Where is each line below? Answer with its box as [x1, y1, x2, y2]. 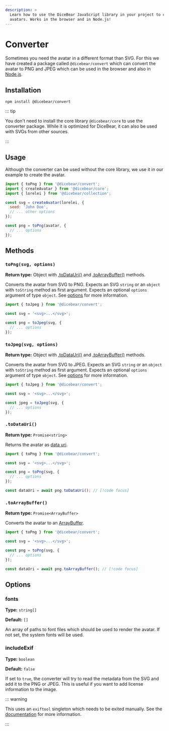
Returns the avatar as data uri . [5, 441, 68, 447]
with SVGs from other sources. [5, 129, 69, 135]
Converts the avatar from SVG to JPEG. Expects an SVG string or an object [5, 362, 162, 368]
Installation [5, 86, 41, 94]
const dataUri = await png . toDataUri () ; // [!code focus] [5, 488, 129, 493]
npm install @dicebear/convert [5, 99, 71, 104]
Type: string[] [5, 607, 37, 613]
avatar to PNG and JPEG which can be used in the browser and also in [5, 66, 151, 72]
